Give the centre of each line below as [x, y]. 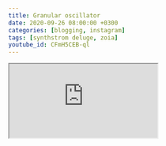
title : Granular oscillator [55, 15]
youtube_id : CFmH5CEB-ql [49, 45]
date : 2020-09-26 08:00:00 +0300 [63, 23]
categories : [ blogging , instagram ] [67, 30]
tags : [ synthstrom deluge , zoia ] [63, 37]
